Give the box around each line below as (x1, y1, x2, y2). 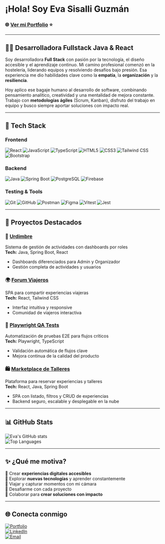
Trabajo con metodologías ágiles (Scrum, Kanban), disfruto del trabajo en (5, 97, 156, 104)
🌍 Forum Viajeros (5, 276, 49, 283)
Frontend (5, 136, 27, 143)
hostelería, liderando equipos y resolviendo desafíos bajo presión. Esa (5, 67, 147, 73)
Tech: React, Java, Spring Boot (5, 384, 68, 390)
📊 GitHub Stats (5, 418, 53, 426)
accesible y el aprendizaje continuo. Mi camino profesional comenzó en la (5, 62, 155, 68)
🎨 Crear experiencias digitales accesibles (5, 470, 92, 476)
